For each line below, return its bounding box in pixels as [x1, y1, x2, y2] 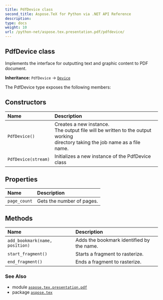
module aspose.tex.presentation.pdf [12, 284, 87, 290]
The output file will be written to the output [54, 127, 151, 134]
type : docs [5, 20, 27, 26]
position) [7, 243, 30, 248]
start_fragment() [7, 251, 48, 257]
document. [5, 65, 27, 71]
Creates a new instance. [54, 120, 110, 127]
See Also [5, 273, 27, 280]
